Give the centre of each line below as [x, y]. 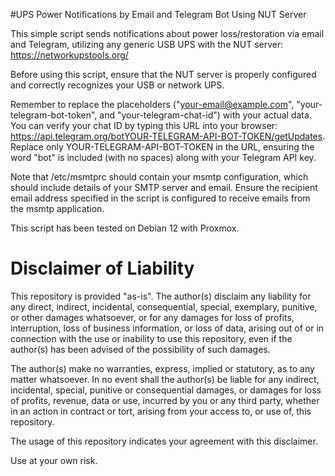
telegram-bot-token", [54, 115]
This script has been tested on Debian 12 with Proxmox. [125, 228]
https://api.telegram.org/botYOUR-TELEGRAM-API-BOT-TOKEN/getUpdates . [168, 136]
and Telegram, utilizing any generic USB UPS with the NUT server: [147, 44]
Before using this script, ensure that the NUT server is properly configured [163, 74]
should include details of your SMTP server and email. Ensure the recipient [164, 187]
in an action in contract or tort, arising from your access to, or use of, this [161, 411]
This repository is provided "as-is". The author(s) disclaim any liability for [161, 296]
